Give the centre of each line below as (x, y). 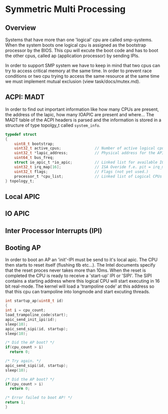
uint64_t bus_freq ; (34, 158)
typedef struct (21, 134)
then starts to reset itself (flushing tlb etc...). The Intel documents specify (80, 265)
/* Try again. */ (23, 361)
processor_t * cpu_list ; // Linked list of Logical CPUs (88, 176)
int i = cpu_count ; (25, 310)
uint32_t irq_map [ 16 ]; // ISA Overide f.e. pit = (82, 167)
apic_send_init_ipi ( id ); (31, 319)
